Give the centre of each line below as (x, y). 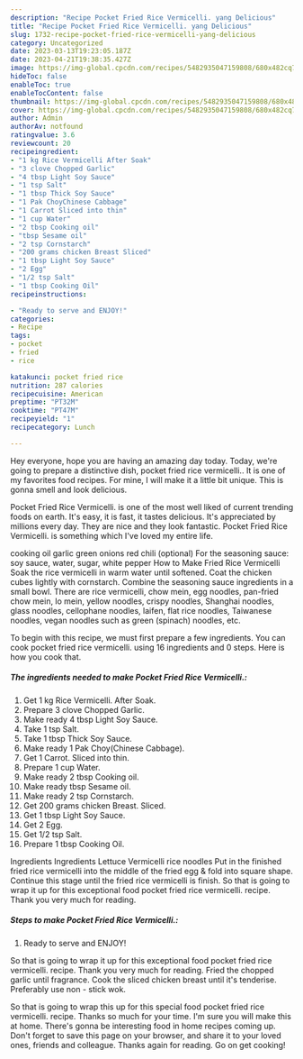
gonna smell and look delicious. (69, 489)
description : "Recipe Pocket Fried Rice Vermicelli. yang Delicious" (143, 18)
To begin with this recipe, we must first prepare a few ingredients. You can (148, 637)
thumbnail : (31, 101)
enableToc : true (40, 85)
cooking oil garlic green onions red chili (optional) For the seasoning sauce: (150, 553)
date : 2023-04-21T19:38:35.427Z (71, 59)
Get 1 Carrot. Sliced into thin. (76, 757)
